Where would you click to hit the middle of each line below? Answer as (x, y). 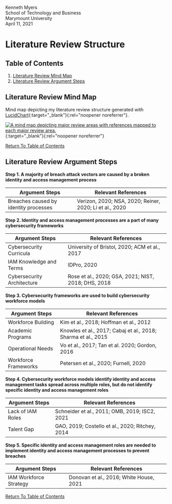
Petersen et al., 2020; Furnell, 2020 (103, 363)
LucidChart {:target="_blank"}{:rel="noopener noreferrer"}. (67, 115)
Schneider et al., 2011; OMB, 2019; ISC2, (105, 411)
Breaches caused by (33, 201)
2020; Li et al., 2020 (101, 207)
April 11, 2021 (19, 24)
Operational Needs (30, 348)
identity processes (30, 207)
